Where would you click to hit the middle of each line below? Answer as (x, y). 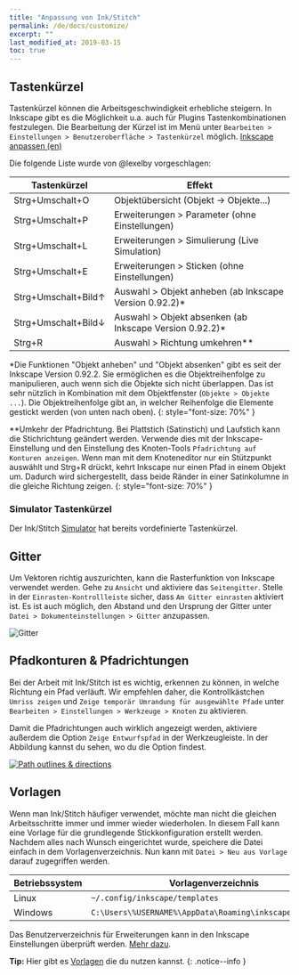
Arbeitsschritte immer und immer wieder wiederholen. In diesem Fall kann (145, 823)
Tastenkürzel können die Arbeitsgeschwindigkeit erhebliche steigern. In (141, 108)
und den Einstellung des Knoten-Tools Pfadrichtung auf (154, 448)
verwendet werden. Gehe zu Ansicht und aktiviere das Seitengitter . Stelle (146, 588)
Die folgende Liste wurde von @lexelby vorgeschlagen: (110, 163)
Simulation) (138, 251)
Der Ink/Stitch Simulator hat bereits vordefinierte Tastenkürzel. (124, 528)
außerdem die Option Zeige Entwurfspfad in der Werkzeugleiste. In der (139, 737)
